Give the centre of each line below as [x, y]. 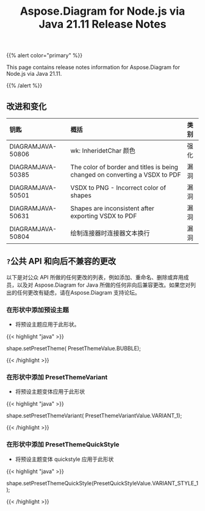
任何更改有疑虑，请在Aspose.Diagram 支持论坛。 [78, 292]
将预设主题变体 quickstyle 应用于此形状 [64, 459]
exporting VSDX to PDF [104, 216]
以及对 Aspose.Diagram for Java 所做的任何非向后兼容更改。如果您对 [104, 285]
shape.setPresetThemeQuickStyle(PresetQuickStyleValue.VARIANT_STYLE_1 [102, 483]
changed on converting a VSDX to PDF [126, 175]
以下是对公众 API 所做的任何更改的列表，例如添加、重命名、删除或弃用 [95, 277]
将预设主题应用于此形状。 [47, 325]
